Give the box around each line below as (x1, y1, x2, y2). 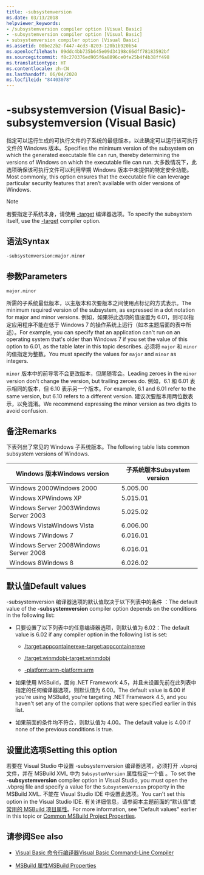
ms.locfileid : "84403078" (6, 77, 72, 83)
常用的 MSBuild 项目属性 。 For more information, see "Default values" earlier (6, 806, 197, 813)
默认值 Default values (6, 581, 87, 591)
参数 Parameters (6, 272, 67, 282)
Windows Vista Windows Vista (9, 521, 94, 530)
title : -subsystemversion (6, 9, 72, 15)
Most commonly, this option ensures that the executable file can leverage (6, 173, 190, 180)
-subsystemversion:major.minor (6, 253, 86, 259)
